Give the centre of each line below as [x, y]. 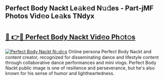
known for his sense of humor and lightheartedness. [60, 73]
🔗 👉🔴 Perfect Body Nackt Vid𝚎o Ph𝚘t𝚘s [70, 37]
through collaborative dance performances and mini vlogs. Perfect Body [81, 63]
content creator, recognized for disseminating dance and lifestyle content [82, 57]
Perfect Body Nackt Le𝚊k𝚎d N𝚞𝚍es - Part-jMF [79, 8]
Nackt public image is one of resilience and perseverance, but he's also [80, 68]
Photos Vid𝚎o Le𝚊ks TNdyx [50, 16]
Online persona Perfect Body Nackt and [110, 52]
